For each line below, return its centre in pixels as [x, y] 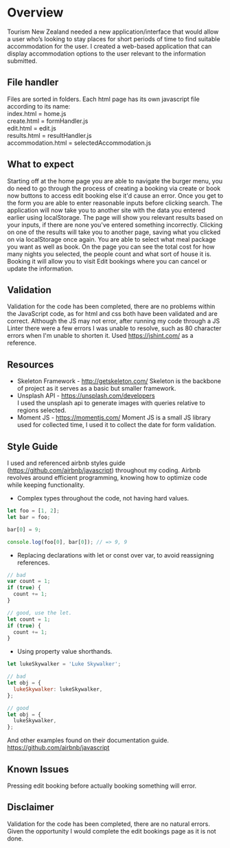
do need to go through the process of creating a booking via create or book [114, 188]
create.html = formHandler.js [48, 121]
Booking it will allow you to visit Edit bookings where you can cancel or [107, 261]
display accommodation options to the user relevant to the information [106, 54]
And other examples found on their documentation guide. [88, 740]
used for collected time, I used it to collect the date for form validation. [116, 425]
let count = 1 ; [29, 619]
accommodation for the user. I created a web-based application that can [110, 46]
